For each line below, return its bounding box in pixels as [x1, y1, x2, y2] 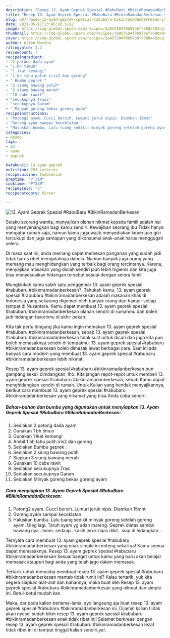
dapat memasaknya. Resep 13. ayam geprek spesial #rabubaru [6, 548, 136, 554]
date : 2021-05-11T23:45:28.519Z [6, 21, 74, 27]
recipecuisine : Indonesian [6, 172, 63, 177]
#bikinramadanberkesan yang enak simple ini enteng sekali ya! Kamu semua [6, 542, 164, 548]
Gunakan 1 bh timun [13, 427, 54, 433]
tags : [6, 139, 17, 144]
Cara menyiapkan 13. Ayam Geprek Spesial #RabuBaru [6, 488, 124, 494]
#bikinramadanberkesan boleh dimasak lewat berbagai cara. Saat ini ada [6, 345, 157, 351]
